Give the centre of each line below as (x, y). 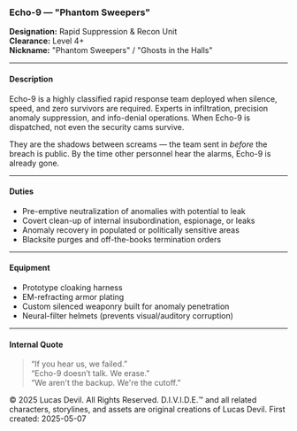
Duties (21, 191)
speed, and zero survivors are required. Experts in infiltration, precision (139, 108)
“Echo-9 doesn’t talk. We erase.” (90, 373)
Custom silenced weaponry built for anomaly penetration (126, 306)
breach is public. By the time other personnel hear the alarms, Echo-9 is (140, 153)
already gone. (34, 163)
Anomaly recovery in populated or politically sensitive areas (131, 230)
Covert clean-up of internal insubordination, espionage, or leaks (138, 220)
